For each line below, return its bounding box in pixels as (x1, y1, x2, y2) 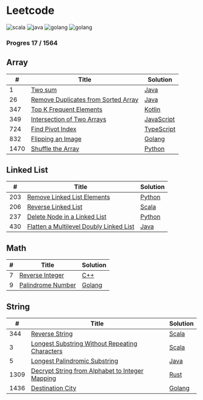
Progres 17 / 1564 (6, 39, 58, 47)
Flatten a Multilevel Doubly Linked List (27, 222, 135, 231)
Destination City (31, 384, 77, 393)
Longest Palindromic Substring (31, 357, 119, 366)
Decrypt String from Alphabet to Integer (31, 367, 144, 375)
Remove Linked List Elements (27, 193, 111, 201)
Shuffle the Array (31, 144, 80, 153)
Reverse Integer (19, 271, 65, 280)
